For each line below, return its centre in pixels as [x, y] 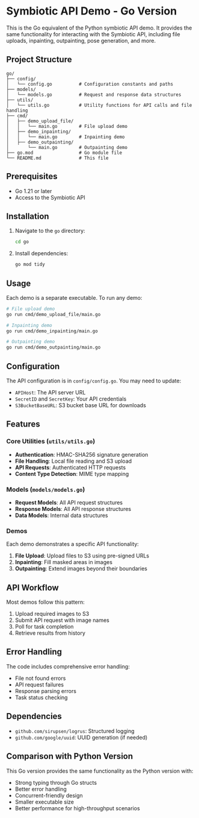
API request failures [39, 684]
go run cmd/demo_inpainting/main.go [52, 331]
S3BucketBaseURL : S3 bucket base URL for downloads [80, 405]
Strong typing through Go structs [56, 782]
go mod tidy [30, 265]
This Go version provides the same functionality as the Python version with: [100, 771]
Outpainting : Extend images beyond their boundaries [81, 569]
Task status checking [41, 697]
